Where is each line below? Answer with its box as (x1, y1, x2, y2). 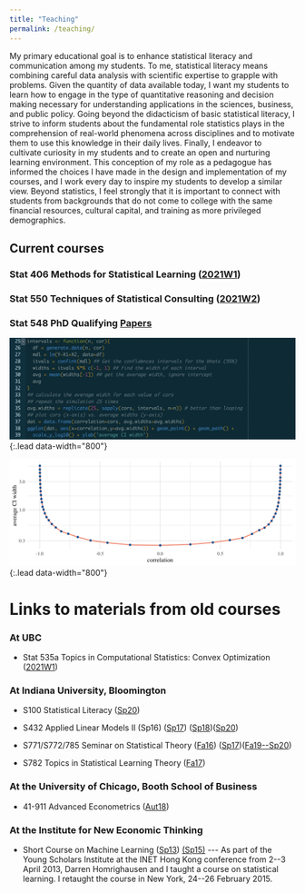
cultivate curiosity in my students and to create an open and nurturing (9, 146, 271, 158)
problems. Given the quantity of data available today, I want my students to (9, 79, 290, 90)
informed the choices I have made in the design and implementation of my (9, 166, 288, 177)
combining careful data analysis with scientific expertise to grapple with (9, 69, 279, 81)
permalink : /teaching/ (9, 24, 95, 34)
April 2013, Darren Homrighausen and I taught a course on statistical (22, 864, 279, 875)
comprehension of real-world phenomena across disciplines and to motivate (9, 127, 295, 138)
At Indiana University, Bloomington (9, 684, 166, 697)
